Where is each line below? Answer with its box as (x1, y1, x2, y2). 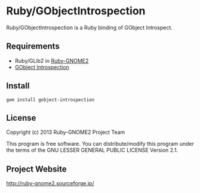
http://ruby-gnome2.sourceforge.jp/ (6, 180, 94, 187)
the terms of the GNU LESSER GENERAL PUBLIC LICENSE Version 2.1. (6, 146, 178, 154)
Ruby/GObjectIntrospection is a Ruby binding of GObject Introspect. (6, 24, 173, 31)
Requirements (6, 41, 60, 51)
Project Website (6, 164, 67, 174)
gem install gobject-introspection (6, 97, 95, 103)
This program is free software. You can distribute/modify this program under (6, 140, 195, 148)
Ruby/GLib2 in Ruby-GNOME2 (14, 57, 89, 64)
